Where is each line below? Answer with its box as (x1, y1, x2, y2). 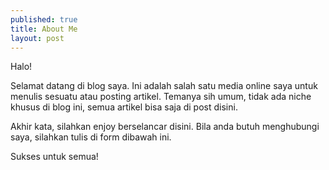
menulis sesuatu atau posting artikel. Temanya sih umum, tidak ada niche (10, 91, 312, 103)
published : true (10, 14, 78, 25)
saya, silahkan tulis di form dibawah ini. (10, 131, 172, 143)
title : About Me (10, 24, 78, 34)
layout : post (10, 33, 65, 43)
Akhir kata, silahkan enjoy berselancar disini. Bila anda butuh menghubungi (10, 121, 320, 133)
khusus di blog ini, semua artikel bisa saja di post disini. (10, 101, 238, 113)
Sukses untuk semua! (10, 151, 99, 163)
